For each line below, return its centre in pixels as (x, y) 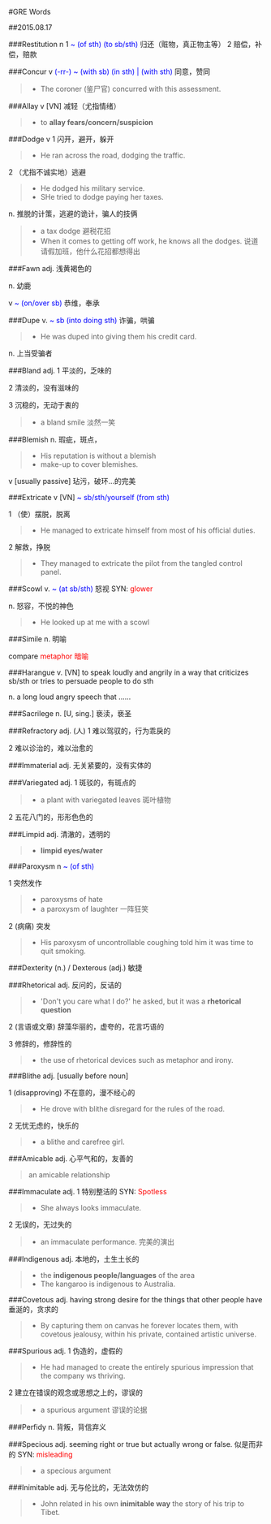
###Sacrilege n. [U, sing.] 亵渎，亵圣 (70, 713)
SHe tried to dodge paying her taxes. (102, 197)
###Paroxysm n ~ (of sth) (52, 866)
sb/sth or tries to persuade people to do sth (81, 681)
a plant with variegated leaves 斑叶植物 (106, 800)
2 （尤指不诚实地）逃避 (47, 172)
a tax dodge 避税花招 (75, 231)
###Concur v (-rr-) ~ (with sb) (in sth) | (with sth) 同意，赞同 (110, 71)
